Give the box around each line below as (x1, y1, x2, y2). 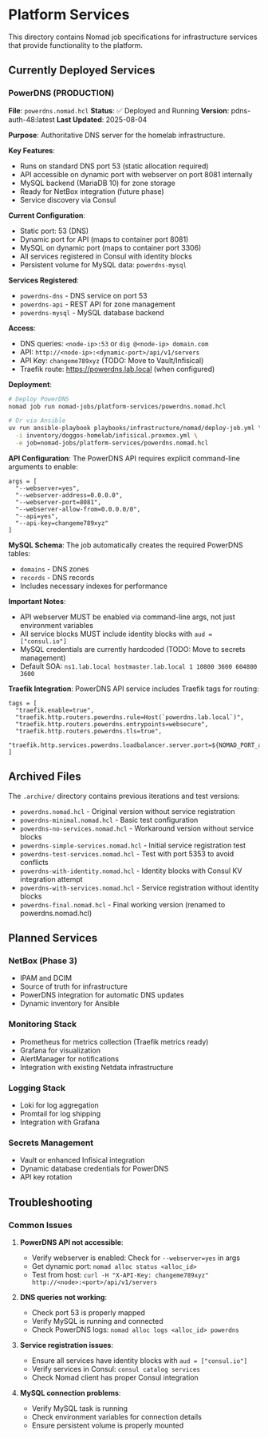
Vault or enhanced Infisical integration (19, 1156, 145, 1165)
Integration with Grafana (19, 1117, 100, 1127)
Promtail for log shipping (19, 1108, 101, 1118)
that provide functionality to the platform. (8, 40, 144, 49)
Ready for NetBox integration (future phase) (19, 186, 165, 196)
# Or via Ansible (8, 417, 66, 425)
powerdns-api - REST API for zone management (19, 299, 175, 309)
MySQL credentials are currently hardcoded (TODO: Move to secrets (19, 644, 246, 654)
